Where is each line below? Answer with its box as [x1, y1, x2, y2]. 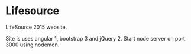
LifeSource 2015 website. [5, 23, 67, 31]
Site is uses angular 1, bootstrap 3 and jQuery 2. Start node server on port [5, 35, 186, 42]
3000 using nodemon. [5, 41, 60, 48]
